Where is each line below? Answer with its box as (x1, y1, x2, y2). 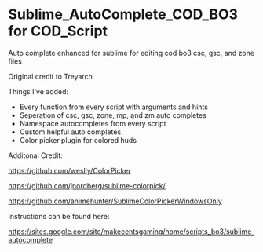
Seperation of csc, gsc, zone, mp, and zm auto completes (19, 110, 206, 119)
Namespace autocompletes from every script (19, 119, 166, 128)
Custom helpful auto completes (19, 127, 122, 137)
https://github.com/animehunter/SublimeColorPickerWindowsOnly (8, 196, 222, 206)
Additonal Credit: (8, 151, 63, 160)
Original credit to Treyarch (8, 71, 93, 81)
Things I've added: (8, 86, 69, 96)
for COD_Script (8, 22, 108, 40)
